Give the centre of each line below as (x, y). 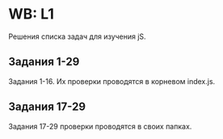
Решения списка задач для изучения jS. (78, 36)
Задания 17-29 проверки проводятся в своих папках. (100, 126)
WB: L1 (32, 14)
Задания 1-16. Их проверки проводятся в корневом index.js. (112, 81)
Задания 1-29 (44, 62)
